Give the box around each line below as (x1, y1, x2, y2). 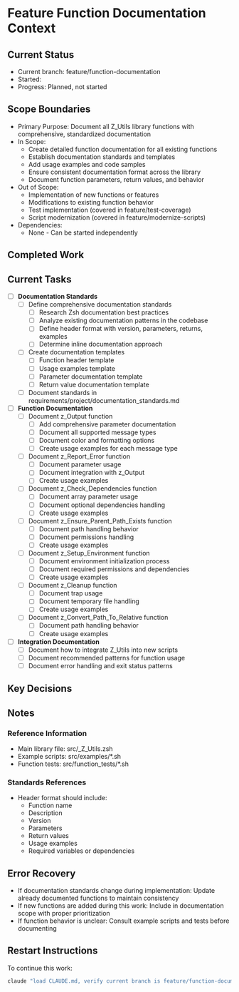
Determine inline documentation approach (38, 340, 163, 349)
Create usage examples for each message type (38, 444, 178, 453)
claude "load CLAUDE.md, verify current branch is (7, 977, 161, 985)
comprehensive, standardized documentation (17, 130, 152, 138)
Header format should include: (17, 794, 107, 802)
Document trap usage (38, 589, 103, 598)
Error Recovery (7, 867, 76, 879)
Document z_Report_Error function (28, 452, 130, 461)
